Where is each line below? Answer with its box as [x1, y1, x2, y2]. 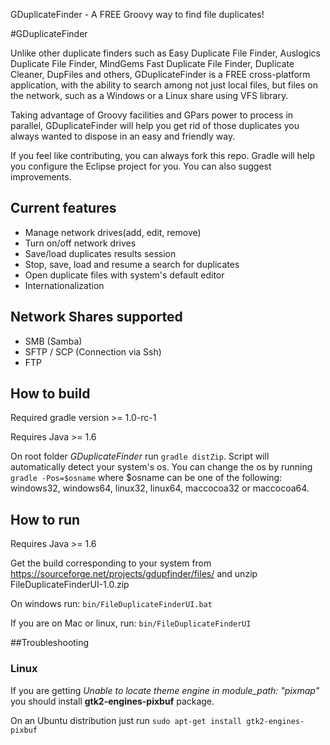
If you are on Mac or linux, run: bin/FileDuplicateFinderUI [10, 617, 252, 629]
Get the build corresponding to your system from [10, 557, 212, 569]
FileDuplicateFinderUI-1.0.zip [10, 579, 130, 591]
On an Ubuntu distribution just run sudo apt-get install [10, 714, 242, 726]
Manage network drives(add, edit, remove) [24, 226, 202, 238]
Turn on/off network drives [24, 237, 137, 249]
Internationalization [24, 279, 105, 291]
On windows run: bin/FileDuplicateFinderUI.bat [10, 598, 213, 610]
